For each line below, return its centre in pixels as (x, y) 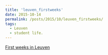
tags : (11, 24)
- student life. (26, 33)
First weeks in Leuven (28, 47)
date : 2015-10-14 (23, 14)
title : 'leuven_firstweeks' (34, 10)
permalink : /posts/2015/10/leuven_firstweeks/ (54, 19)
